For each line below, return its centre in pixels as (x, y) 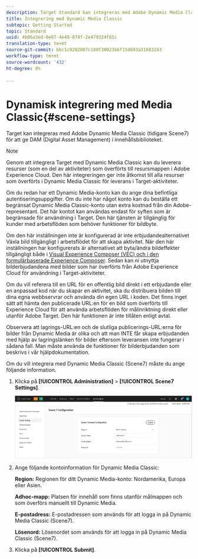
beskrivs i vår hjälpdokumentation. (48, 352)
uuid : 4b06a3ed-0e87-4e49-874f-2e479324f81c (62, 37)
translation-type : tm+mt (37, 44)
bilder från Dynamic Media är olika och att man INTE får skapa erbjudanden (98, 334)
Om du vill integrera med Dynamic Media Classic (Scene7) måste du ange (95, 364)
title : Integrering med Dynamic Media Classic (64, 19)
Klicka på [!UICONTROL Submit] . (55, 550)
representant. (23, 212)
